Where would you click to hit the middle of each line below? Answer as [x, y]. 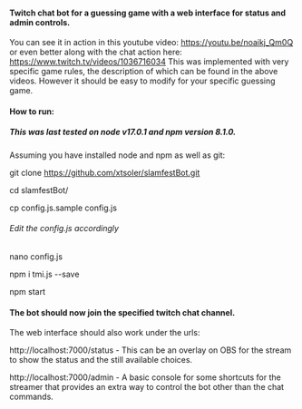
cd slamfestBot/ [39, 190]
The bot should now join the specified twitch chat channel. [122, 312]
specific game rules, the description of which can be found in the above [144, 72]
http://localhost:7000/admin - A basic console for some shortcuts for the [145, 377]
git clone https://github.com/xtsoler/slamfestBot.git [105, 172]
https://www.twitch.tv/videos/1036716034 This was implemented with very [149, 62]
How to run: [32, 111]
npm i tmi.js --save [44, 274]
